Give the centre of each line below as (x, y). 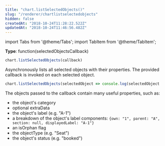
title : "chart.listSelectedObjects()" (45, 10)
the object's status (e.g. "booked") (47, 138)
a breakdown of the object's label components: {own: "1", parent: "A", (86, 118)
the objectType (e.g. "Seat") (41, 133)
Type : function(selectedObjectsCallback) (47, 51)
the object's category (34, 102)
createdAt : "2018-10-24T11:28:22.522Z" (46, 23)
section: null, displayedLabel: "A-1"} (53, 123)
